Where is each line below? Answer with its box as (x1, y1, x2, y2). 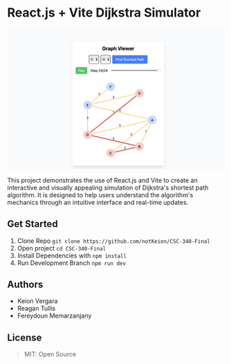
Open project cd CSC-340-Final (17, 244, 107, 252)
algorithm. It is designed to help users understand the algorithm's (7, 190, 194, 199)
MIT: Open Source (24, 350, 77, 358)
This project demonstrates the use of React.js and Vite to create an (7, 176, 198, 184)
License (7, 331, 42, 343)
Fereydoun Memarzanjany (17, 311, 92, 320)
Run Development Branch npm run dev (17, 258, 127, 267)
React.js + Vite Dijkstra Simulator (7, 5, 201, 21)
